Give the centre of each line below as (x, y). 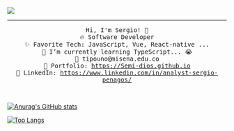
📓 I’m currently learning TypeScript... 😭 (117, 52)
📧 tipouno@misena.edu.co (117, 59)
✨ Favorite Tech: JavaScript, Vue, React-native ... (117, 44)
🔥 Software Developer (117, 37)
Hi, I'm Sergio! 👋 (117, 30)
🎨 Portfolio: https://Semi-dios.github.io (117, 66)
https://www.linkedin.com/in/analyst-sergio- (139, 73)
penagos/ (117, 80)
